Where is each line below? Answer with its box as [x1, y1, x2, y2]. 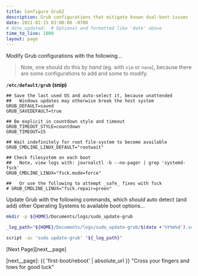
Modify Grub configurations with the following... [6, 52, 123, 59]
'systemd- [161, 160, 186, 166]
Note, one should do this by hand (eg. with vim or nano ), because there [20, 64, 192, 71]
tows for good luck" [6, 263, 54, 270]
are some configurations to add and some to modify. [20, 70, 148, 77]
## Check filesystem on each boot [6, 155, 91, 160]
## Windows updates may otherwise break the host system [6, 98, 154, 104]
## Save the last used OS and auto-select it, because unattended [6, 93, 173, 98]
